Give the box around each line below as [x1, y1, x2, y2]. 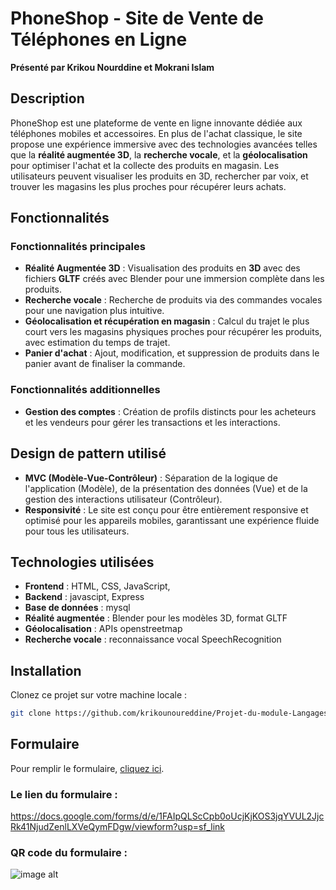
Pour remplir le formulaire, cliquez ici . [10, 762, 165, 774]
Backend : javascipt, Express [24, 591, 145, 603]
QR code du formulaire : [10, 846, 128, 860]
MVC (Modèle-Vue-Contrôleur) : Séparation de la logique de [24, 472, 278, 484]
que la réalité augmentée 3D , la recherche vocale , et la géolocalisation [10, 148, 308, 161]
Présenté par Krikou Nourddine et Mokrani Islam [10, 61, 215, 73]
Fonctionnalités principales [10, 240, 146, 254]
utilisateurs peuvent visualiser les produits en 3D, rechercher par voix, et [10, 170, 309, 182]
